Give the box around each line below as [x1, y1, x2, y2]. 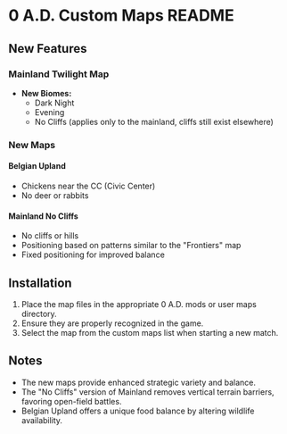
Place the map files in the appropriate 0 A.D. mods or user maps [20, 299, 258, 310]
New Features [8, 41, 87, 56]
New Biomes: [20, 88, 72, 98]
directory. [20, 309, 57, 320]
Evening [34, 106, 65, 117]
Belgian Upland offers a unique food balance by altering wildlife [20, 405, 255, 416]
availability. [20, 414, 63, 425]
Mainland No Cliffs [8, 211, 79, 221]
